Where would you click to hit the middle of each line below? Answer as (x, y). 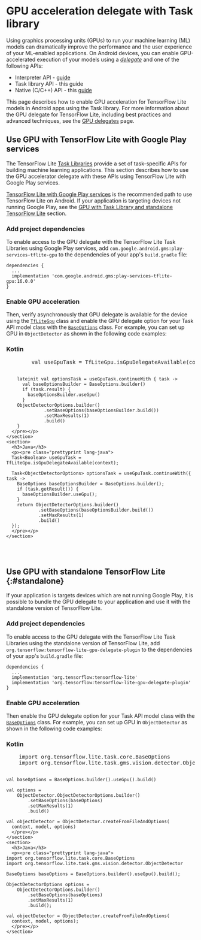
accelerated (21, 59)
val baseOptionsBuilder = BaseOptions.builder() (84, 384)
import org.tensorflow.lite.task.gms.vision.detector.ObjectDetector (95, 864)
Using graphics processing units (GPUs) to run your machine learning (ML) (98, 40)
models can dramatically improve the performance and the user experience (99, 47)
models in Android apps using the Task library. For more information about (98, 108)
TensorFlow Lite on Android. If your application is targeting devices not (94, 200)
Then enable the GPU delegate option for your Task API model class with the (100, 716)
